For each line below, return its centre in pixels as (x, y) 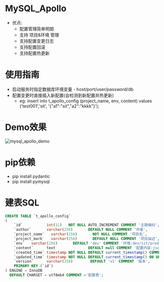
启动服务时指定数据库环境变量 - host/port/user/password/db (73, 89)
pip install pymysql (31, 181)
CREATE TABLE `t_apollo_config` (38, 216)
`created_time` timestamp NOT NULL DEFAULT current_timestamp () (81, 252)
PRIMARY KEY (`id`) (34, 266)
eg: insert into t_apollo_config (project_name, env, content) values (86, 101)
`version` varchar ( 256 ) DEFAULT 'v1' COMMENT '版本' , (82, 261)
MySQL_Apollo (36, 9)
